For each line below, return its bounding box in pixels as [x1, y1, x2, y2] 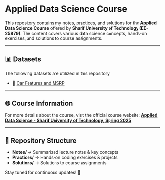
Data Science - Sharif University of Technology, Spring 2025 [5, 117, 132, 123]
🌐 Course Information [5, 99, 73, 108]
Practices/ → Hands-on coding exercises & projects [12, 154, 118, 161]
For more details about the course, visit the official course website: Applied [5, 112, 158, 118]
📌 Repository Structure [5, 136, 77, 144]
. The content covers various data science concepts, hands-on [20, 30, 147, 36]
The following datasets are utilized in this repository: [5, 71, 111, 76]
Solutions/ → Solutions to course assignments [12, 160, 107, 166]
